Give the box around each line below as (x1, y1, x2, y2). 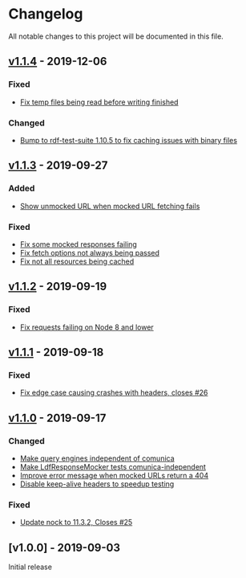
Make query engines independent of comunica (19, 453, 175, 463)
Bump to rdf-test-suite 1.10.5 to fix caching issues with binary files (19, 135, 238, 145)
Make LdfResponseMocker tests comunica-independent (19, 461, 207, 471)
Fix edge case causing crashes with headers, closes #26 (19, 387, 208, 398)
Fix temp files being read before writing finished (19, 97, 179, 107)
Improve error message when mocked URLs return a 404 (19, 470, 209, 480)
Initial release (8, 562, 52, 572)
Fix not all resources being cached (19, 256, 135, 266)
